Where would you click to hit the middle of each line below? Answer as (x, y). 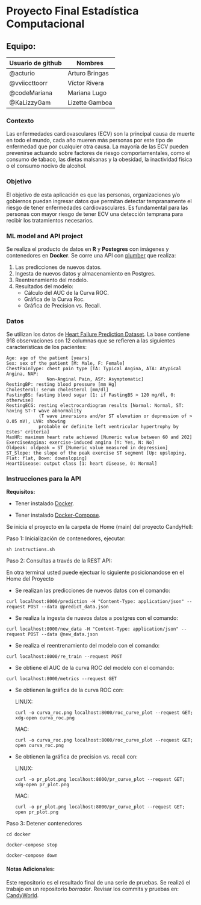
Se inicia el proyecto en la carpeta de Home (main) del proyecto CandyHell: (100, 527)
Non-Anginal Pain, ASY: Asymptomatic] (95, 379)
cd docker (19, 834)
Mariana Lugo (87, 93)
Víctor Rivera (86, 83)
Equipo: (21, 46)
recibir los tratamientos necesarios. (50, 220)
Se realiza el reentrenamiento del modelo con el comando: (87, 646)
